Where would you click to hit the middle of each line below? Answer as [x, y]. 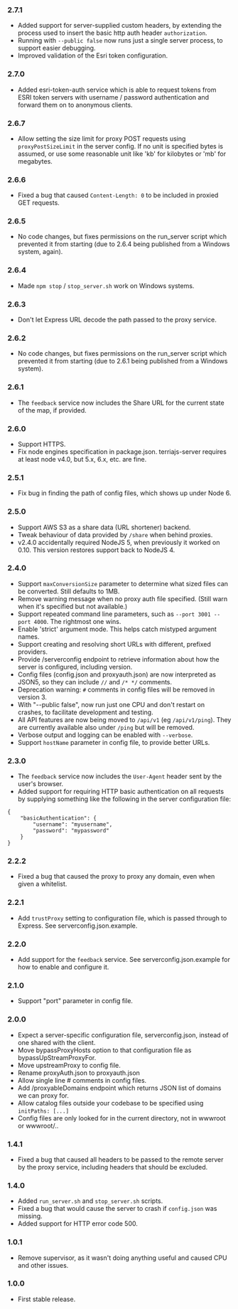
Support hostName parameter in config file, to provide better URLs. [114, 742]
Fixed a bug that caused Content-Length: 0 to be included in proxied [118, 195]
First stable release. [47, 1299]
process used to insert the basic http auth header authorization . [112, 33]
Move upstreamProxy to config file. [69, 1065]
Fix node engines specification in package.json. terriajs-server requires [122, 451]
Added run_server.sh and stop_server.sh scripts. [90, 1201]
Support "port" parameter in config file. [75, 1001]
